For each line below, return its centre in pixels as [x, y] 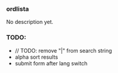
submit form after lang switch [51, 63]
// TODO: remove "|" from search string [63, 50]
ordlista [18, 9]
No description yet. [30, 22]
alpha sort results [36, 57]
